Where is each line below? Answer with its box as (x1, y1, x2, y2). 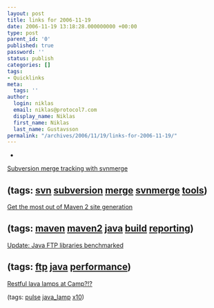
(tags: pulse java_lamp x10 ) (7, 293, 85, 301)
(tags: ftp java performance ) (7, 261, 131, 273)
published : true (7, 42, 54, 49)
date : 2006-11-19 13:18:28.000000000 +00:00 (7, 23, 137, 30)
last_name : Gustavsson (13, 126, 79, 133)
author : (7, 94, 30, 101)
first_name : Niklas (13, 119, 70, 126)
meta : (7, 81, 23, 88)
